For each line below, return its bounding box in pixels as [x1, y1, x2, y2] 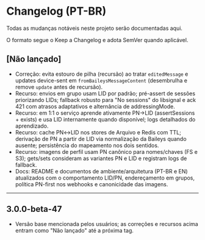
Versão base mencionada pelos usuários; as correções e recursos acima [15, 220, 198, 227]
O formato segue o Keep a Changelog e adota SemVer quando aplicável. [6, 36, 189, 43]
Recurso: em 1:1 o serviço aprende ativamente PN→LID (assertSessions [15, 109, 195, 117]
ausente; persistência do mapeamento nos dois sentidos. [15, 142, 159, 149]
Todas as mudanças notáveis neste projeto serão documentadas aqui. [6, 24, 183, 32]
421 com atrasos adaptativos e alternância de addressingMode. [15, 103, 175, 110]
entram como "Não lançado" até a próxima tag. [15, 227, 134, 234]
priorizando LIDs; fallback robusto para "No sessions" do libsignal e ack [15, 96, 196, 103]
